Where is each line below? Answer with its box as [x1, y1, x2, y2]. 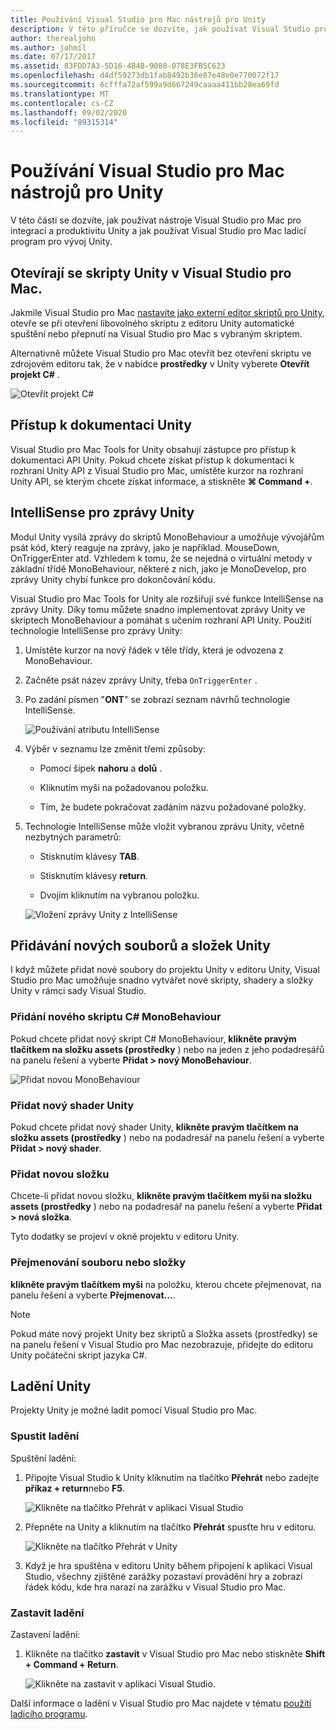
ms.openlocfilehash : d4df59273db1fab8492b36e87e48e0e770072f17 [10, 71, 280, 81]
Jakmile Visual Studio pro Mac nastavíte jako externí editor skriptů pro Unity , [10, 307, 325, 318]
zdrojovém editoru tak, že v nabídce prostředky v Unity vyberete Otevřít [10, 358, 310, 370]
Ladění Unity [10, 1378, 92, 1395]
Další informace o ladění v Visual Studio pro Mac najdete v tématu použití [10, 1697, 312, 1710]
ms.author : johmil [10, 42, 87, 53]
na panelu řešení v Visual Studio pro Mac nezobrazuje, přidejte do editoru [10, 1338, 314, 1350]
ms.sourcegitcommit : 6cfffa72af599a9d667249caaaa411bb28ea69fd [10, 80, 280, 90]
